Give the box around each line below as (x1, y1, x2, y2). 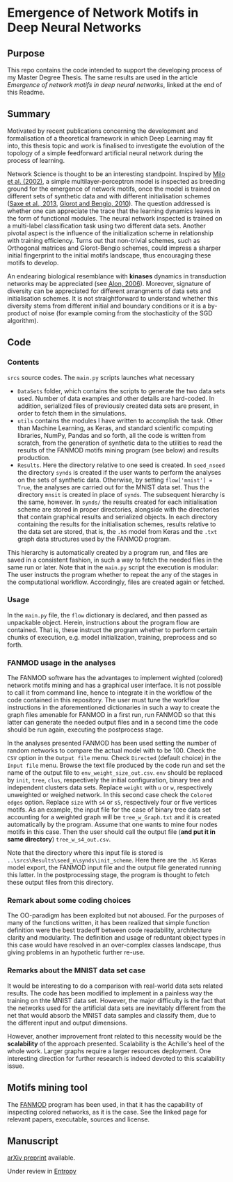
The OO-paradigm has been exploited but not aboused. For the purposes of (7, 911, 225, 920)
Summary (7, 108, 51, 120)
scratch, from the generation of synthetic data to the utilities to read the (17, 439, 223, 447)
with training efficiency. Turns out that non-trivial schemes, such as (7, 236, 200, 244)
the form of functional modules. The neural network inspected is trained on (7, 214, 223, 222)
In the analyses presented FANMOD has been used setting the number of (7, 739, 217, 748)
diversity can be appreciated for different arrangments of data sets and (7, 287, 211, 295)
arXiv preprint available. (7, 1153, 75, 1162)
